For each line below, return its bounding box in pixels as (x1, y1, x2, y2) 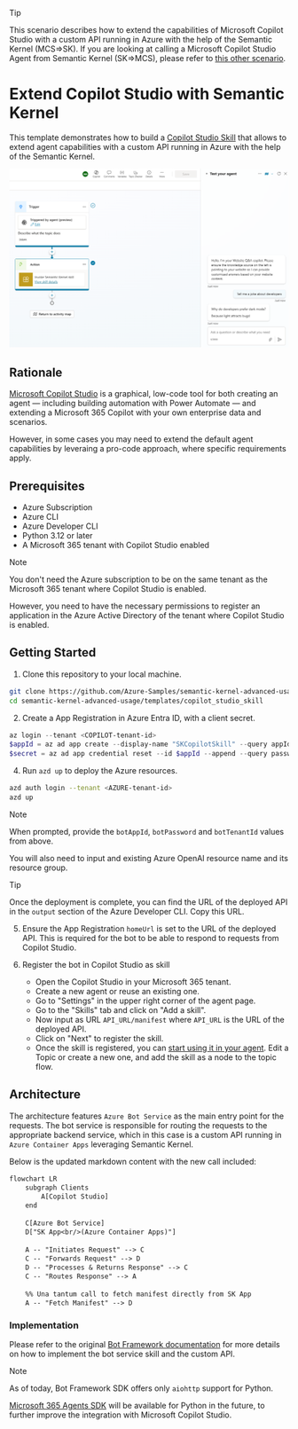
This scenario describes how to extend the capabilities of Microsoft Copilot (9, 25, 284, 35)
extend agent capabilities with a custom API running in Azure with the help (9, 141, 281, 152)
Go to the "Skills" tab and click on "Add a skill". (35, 1004, 207, 1015)
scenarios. (9, 417, 48, 428)
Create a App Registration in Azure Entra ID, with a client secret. (21, 712, 255, 723)
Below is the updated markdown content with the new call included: (9, 1156, 257, 1166)
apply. (9, 452, 32, 464)
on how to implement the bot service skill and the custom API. (9, 1348, 235, 1359)
